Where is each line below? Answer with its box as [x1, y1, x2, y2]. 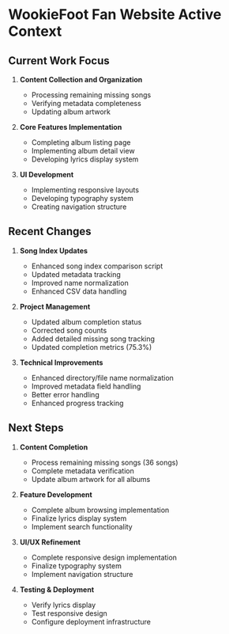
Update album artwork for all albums [31, 474, 151, 484]
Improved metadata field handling [31, 382, 141, 391]
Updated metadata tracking [31, 269, 121, 279]
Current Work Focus [8, 54, 111, 67]
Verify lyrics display [31, 600, 96, 609]
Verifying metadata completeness [31, 99, 142, 108]
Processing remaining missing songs [31, 90, 152, 100]
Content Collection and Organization [19, 75, 143, 84]
